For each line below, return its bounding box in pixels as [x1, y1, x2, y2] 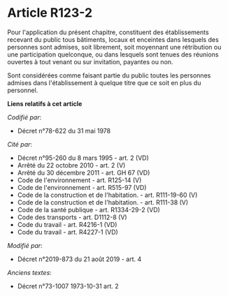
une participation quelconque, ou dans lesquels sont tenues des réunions [7, 50, 219, 59]
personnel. [7, 86, 38, 94]
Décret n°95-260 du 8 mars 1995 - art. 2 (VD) [17, 154, 149, 162]
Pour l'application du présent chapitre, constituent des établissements [7, 28, 209, 36]
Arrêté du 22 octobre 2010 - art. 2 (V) [17, 161, 126, 169]
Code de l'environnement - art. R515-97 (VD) [17, 183, 147, 191]
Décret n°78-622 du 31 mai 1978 [17, 126, 111, 135]
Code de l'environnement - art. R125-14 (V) [17, 176, 142, 184]
